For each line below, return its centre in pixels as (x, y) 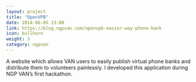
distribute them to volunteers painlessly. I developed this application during (97, 67)
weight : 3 (18, 39)
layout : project (26, 12)
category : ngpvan (27, 45)
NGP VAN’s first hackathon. (39, 74)
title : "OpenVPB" (27, 17)
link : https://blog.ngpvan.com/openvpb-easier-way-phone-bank (84, 28)
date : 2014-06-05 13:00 (35, 22)
